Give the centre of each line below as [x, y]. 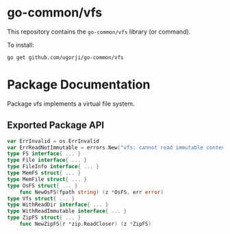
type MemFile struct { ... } [47, 179]
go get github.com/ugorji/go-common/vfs [66, 57]
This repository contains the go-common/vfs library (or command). [99, 32]
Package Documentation [79, 85]
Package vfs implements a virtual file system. [71, 104]
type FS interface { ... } [44, 154]
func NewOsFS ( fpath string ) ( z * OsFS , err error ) [92, 192]
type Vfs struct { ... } [41, 198]
